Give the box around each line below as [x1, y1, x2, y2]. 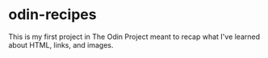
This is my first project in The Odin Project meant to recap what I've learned [8, 32, 261, 41]
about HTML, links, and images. [8, 40, 115, 49]
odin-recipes [8, 6, 97, 24]
